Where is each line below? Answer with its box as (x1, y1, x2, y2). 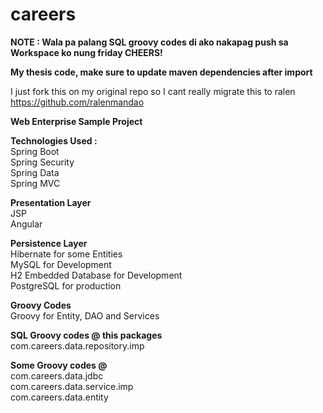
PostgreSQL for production (10, 279, 122, 292)
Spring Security (10, 156, 75, 168)
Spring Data (10, 166, 60, 178)
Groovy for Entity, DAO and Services (10, 309, 160, 322)
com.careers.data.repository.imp (10, 339, 145, 352)
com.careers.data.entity (10, 391, 109, 403)
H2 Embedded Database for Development (10, 269, 183, 281)
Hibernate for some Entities (10, 248, 123, 260)
